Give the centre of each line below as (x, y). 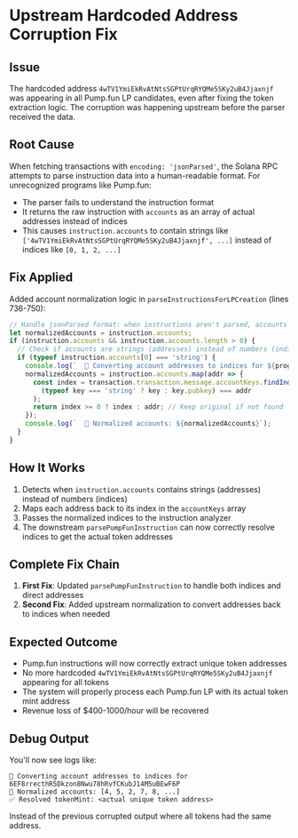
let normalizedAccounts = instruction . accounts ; (101, 333)
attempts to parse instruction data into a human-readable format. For (135, 175)
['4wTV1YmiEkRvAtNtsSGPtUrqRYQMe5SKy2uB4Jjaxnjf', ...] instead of (147, 240)
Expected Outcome (63, 642)
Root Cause (42, 144)
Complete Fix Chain (64, 564)
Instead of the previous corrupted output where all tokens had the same (141, 816)
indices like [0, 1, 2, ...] (71, 249)
